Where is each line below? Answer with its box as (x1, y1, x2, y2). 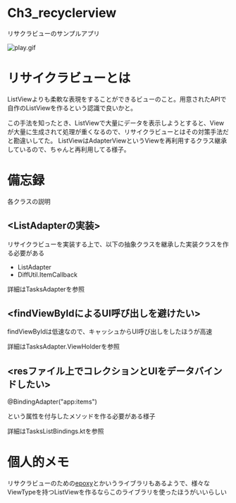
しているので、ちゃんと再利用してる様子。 (7, 145, 130, 153)
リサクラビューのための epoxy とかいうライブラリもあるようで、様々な (7, 479, 210, 487)
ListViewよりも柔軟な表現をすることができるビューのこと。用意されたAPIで (7, 95, 227, 103)
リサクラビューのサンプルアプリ (7, 29, 100, 37)
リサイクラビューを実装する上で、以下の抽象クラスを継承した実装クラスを (7, 240, 223, 248)
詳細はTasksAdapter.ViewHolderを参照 (7, 342, 120, 351)
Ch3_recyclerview (7, 5, 117, 21)
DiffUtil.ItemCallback (17, 270, 77, 279)
